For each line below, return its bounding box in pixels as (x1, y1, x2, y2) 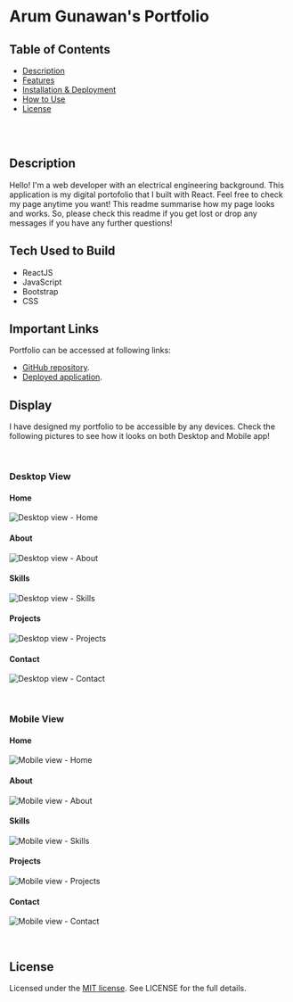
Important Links (9, 321, 100, 336)
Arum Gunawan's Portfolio (9, 6, 209, 27)
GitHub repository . (21, 362, 90, 373)
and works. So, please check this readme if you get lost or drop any (9, 208, 258, 219)
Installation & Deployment (21, 85, 117, 95)
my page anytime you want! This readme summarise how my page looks (9, 198, 275, 209)
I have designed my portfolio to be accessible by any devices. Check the (9, 421, 276, 432)
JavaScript (21, 277, 62, 287)
